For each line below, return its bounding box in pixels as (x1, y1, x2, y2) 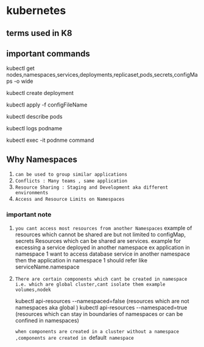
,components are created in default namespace (15, 334, 134, 341)
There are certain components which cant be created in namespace (15, 276, 188, 282)
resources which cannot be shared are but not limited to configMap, (15, 231, 186, 238)
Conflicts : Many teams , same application (15, 178, 128, 184)
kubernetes (6, 4, 66, 18)
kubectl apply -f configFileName (6, 101, 88, 108)
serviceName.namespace (15, 263, 80, 270)
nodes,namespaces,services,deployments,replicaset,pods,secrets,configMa (6, 71, 198, 79)
